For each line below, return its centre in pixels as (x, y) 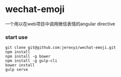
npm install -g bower (28, 56)
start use (16, 37)
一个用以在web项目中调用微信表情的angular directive (60, 24)
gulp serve (17, 70)
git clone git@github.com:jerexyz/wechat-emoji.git (60, 48)
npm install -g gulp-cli (31, 61)
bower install (20, 65)
